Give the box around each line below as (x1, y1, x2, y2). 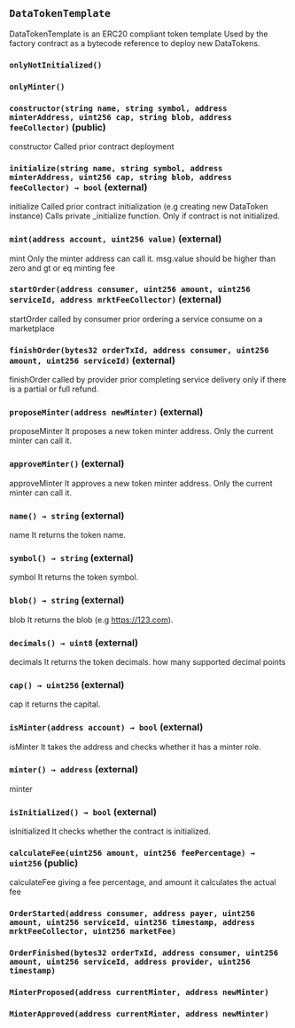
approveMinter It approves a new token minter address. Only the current (9, 478, 273, 488)
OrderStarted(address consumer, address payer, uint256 (9, 909, 255, 919)
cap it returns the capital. (9, 699, 101, 709)
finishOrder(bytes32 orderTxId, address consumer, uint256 (9, 345, 269, 355)
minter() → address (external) (9, 763, 139, 776)
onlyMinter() (9, 82, 66, 91)
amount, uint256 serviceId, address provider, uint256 (9, 957, 251, 967)
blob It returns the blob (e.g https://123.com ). (9, 614, 174, 625)
